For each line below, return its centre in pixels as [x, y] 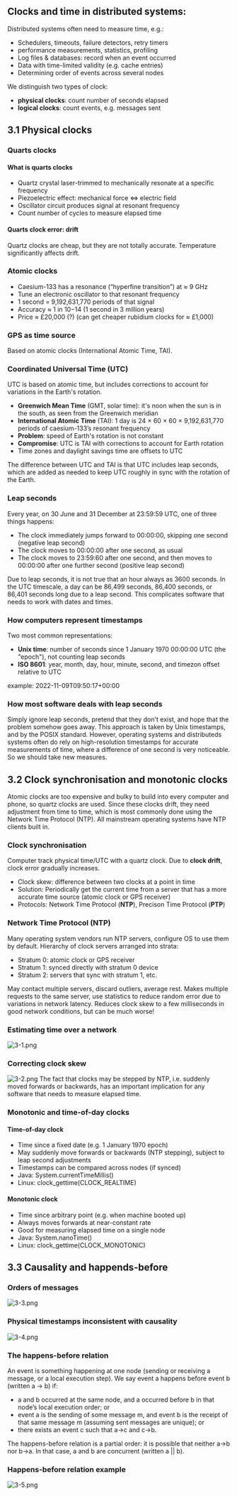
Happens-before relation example [67, 1469]
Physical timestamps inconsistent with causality [93, 1321]
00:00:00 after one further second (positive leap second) [101, 565]
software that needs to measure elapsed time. [74, 1094]
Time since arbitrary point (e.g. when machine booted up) [102, 1215]
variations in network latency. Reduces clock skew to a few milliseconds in [116, 1003]
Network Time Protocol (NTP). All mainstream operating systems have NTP [117, 819]
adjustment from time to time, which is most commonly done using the [110, 812]
